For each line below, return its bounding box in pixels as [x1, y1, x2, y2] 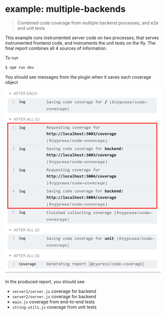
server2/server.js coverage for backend [12, 294, 96, 300]
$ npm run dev [5, 65, 35, 70]
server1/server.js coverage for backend [12, 288, 96, 294]
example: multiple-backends [5, 3, 126, 15]
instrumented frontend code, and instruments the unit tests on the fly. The [5, 40, 156, 46]
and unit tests [17, 25, 45, 31]
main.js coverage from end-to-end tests [12, 299, 95, 305]
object [5, 79, 18, 85]
